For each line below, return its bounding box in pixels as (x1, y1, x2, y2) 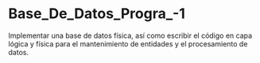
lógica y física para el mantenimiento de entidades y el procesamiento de (8, 39, 248, 48)
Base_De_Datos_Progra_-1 (8, 5, 185, 23)
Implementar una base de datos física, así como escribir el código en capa (8, 31, 253, 40)
